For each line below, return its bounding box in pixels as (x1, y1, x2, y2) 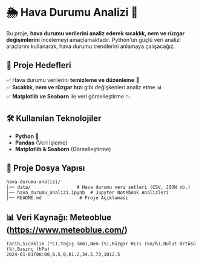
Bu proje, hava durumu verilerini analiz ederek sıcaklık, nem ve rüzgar (6, 29, 185, 37)
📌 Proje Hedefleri (6, 60, 71, 70)
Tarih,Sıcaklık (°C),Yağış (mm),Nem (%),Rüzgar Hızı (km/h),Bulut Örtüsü (6, 241, 197, 247)
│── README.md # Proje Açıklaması (6, 195, 129, 201)
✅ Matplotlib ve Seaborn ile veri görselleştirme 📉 (6, 92, 131, 100)
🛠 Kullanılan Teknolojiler (6, 114, 102, 124)
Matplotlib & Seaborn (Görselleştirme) (15, 145, 111, 152)
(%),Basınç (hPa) (6, 246, 50, 253)
